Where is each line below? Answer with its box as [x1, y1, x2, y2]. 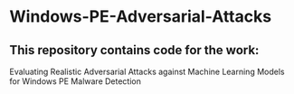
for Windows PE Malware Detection [9, 76, 142, 87]
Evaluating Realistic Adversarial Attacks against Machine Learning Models [9, 66, 285, 77]
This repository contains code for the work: [9, 42, 260, 58]
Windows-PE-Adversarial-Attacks [9, 6, 272, 27]
